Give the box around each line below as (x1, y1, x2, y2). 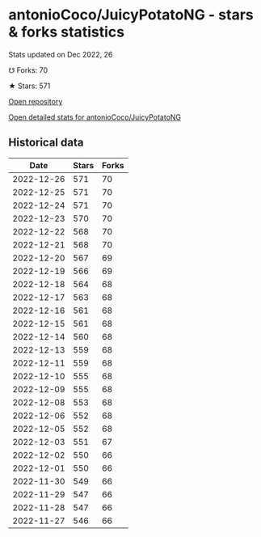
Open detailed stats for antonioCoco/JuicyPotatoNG (8, 112, 182, 122)
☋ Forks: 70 (8, 65, 48, 74)
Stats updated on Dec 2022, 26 (8, 49, 113, 59)
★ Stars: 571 (8, 81, 51, 91)
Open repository (8, 96, 63, 106)
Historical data (8, 136, 84, 150)
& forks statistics (8, 23, 125, 41)
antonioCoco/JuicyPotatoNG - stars (8, 6, 254, 24)
